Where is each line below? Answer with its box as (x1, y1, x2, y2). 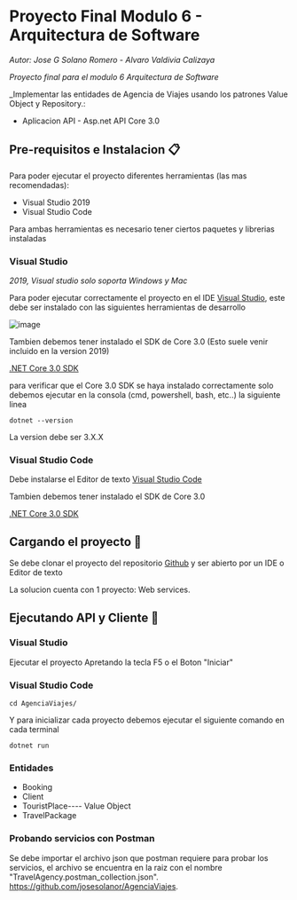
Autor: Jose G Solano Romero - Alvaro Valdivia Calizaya (9, 54, 215, 65)
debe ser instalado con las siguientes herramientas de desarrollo (9, 302, 246, 312)
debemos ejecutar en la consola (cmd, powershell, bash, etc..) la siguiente (9, 390, 281, 400)
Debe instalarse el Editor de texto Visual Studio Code (9, 474, 202, 485)
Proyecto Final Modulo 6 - (9, 6, 203, 27)
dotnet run (9, 741, 50, 751)
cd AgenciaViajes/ (9, 699, 77, 708)
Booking (21, 782, 53, 793)
